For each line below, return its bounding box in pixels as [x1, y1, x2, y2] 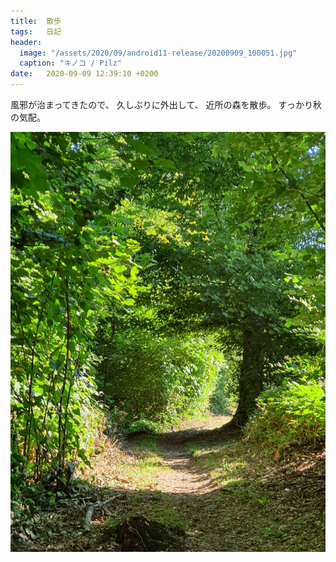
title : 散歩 [10, 16, 62, 26]
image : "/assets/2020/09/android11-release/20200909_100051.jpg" [19, 48, 298, 58]
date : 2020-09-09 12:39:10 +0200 [10, 69, 159, 79]
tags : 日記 [10, 26, 62, 37]
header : [10, 37, 43, 47]
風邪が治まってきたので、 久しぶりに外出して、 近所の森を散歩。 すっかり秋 [10, 99, 322, 110]
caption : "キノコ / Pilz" [19, 58, 123, 69]
